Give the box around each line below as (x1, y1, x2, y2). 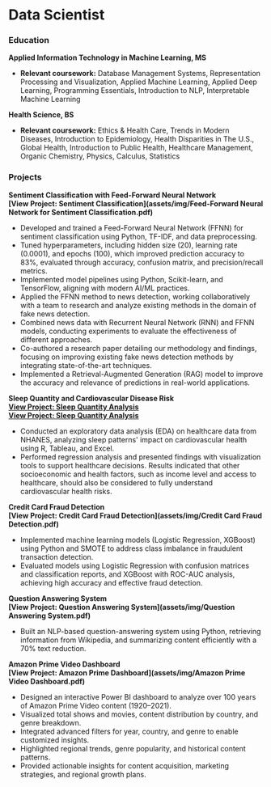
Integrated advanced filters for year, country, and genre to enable (19, 726, 239, 736)
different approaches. (19, 334, 93, 345)
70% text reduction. (19, 643, 87, 653)
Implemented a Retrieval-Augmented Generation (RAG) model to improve (19, 369, 264, 379)
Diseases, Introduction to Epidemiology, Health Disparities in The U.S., (19, 134, 255, 144)
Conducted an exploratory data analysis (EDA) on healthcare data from (19, 426, 257, 436)
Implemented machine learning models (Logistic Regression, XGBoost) (19, 535, 256, 544)
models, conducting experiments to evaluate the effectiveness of (19, 326, 237, 336)
